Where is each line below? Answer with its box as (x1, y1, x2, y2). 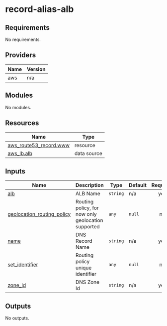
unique (75, 264, 92, 271)
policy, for (75, 204, 99, 211)
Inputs (5, 167, 26, 175)
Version (26, 66, 46, 73)
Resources (5, 119, 39, 128)
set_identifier (7, 261, 38, 268)
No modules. (5, 104, 31, 110)
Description (75, 182, 104, 189)
